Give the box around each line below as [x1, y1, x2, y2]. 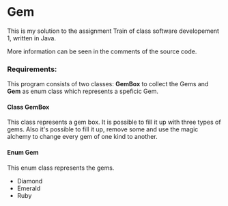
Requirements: [7, 64, 57, 74]
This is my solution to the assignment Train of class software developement [7, 27, 220, 35]
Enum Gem [7, 149, 39, 157]
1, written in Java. [7, 34, 57, 42]
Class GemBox [7, 103, 50, 111]
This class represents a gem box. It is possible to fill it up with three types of [7, 118, 221, 127]
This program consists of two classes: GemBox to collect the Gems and [7, 80, 209, 88]
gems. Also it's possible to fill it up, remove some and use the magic [7, 125, 199, 133]
